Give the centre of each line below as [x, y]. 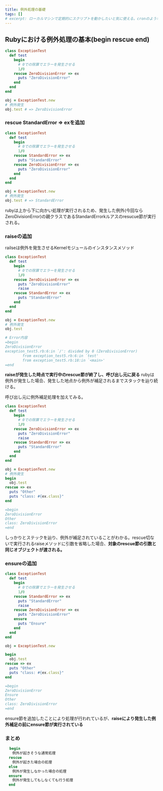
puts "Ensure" [32, 624]
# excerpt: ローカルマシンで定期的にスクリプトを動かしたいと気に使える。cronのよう [81, 18]
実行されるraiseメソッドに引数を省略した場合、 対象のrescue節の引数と [85, 544]
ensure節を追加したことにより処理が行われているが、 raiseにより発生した [78, 718]
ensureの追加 [21, 564]
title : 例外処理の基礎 [25, 9]
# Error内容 [16, 338]
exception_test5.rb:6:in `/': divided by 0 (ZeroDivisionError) [71, 351]
